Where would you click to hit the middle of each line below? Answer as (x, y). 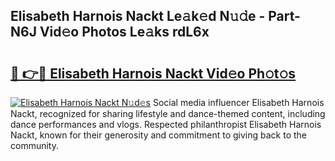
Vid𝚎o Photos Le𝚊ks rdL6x (124, 32)
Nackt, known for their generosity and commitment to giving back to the (158, 135)
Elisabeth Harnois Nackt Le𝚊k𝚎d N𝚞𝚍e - (138, 16)
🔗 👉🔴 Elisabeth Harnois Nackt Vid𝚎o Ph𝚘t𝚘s (153, 73)
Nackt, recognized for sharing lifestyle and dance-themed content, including (168, 113)
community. (34, 145)
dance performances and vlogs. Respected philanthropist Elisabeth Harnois (166, 124)
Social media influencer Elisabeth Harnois (238, 102)
